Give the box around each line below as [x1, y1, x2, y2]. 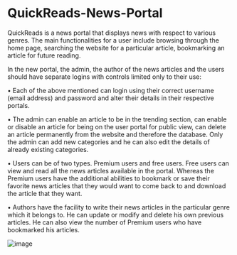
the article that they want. [7, 189, 83, 197]
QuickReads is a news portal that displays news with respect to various [7, 28, 216, 37]
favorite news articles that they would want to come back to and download [7, 181, 226, 190]
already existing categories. [7, 145, 89, 153]
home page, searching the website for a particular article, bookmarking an [7, 43, 226, 52]
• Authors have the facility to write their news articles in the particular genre [7, 202, 230, 211]
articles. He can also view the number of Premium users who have [7, 218, 202, 227]
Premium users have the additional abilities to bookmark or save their [7, 174, 210, 183]
